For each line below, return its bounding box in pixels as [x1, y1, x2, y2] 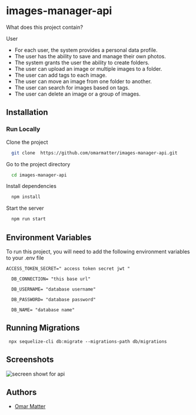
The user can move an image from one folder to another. [14, 78, 152, 85]
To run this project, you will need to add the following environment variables [6, 248, 190, 255]
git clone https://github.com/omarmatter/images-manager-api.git [11, 150, 178, 156]
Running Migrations [6, 323, 81, 333]
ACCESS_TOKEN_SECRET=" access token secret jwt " [6, 265, 131, 272]
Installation [6, 107, 48, 117]
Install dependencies [6, 183, 57, 190]
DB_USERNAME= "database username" [11, 286, 96, 292]
